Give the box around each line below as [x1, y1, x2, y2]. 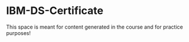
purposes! [6, 29, 31, 36]
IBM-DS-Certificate [6, 4, 104, 17]
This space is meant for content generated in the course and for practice [6, 23, 183, 30]
